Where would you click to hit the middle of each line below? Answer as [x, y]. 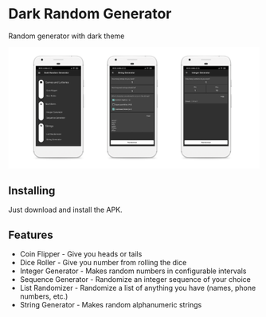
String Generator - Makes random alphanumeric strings [111, 305]
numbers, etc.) [44, 296]
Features [31, 235]
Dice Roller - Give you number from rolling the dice [103, 263]
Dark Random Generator [90, 14]
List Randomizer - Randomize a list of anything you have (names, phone [138, 288]
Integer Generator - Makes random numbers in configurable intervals [133, 271]
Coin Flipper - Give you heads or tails [81, 254]
